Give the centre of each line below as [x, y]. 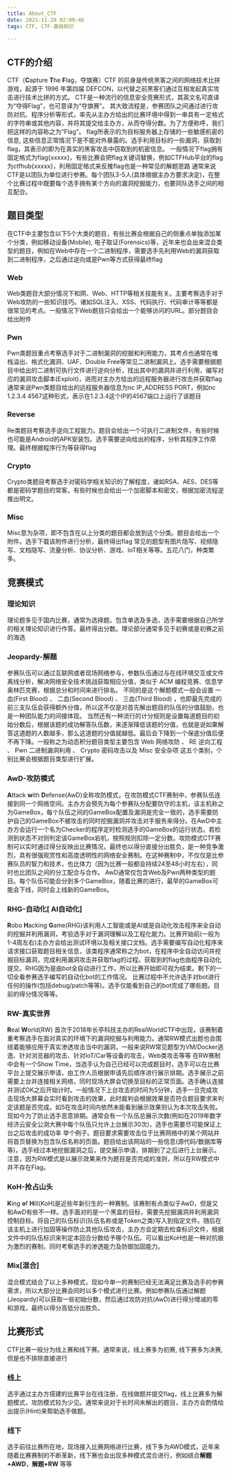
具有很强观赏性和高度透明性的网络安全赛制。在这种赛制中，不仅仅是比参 [121, 855]
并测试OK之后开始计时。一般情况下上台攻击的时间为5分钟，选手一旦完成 [110, 1090]
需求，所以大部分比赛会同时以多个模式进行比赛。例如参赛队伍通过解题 [107, 1290]
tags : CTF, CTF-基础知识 [41, 26]
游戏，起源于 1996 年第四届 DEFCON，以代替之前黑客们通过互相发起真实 [110, 89]
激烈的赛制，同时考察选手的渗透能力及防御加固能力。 [88, 1246]
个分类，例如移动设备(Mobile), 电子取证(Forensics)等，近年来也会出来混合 [112, 242]
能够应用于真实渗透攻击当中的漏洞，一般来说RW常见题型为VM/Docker [118, 1047]
